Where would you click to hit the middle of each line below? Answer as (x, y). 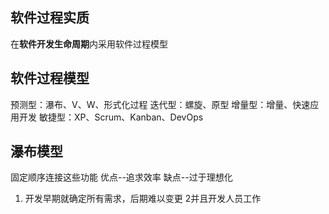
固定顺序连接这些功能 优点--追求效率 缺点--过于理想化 (121, 177)
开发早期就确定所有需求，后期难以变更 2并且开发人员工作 (143, 199)
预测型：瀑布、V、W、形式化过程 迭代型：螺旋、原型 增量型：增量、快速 (160, 104)
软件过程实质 (50, 18)
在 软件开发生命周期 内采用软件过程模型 (89, 44)
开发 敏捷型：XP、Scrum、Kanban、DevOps (111, 117)
